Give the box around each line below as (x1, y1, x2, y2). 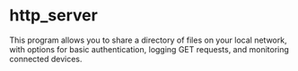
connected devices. (9, 53, 83, 64)
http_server (9, 5, 99, 26)
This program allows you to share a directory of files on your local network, (9, 35, 287, 45)
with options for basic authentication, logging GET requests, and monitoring (9, 43, 290, 54)
